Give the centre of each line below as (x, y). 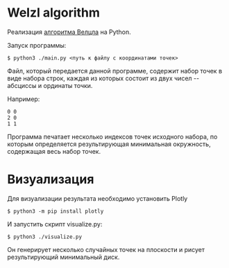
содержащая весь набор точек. (54, 151)
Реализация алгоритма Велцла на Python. (69, 32)
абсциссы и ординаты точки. (50, 85)
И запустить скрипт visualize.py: (55, 224)
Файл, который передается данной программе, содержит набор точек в (115, 71)
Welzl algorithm (54, 13)
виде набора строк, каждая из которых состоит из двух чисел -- (103, 78)
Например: (24, 99)
